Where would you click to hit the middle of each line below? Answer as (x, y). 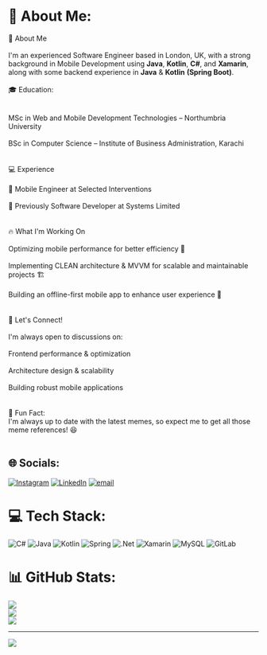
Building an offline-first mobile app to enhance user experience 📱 (115, 294)
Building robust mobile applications (66, 387)
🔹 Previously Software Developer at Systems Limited (94, 205)
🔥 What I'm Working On (47, 231)
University (25, 126)
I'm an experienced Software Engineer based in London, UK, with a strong (130, 55)
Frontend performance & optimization (70, 353)
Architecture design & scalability (61, 370)
